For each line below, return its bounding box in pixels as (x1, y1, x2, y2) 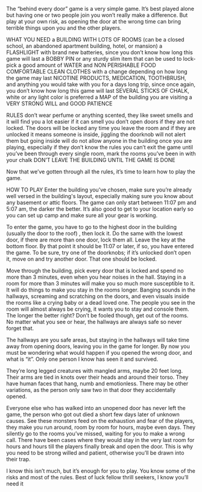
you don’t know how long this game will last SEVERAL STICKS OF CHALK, (6, 87, 190, 94)
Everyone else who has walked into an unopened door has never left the (6, 405, 186, 411)
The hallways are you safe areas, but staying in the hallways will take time (6, 337, 190, 343)
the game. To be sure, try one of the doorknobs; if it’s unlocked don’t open (6, 249, 191, 256)
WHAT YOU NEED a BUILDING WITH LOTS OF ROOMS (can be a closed (6, 36, 185, 43)
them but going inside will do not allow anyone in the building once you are (6, 137, 192, 144)
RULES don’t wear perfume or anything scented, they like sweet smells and (6, 111, 194, 119)
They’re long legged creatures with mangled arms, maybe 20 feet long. (6, 367, 183, 374)
